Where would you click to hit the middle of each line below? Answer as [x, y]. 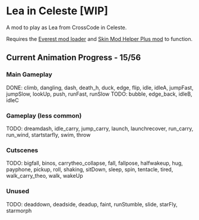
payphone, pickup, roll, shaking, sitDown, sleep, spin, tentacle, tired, [90, 169]
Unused [18, 191]
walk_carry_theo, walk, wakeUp [45, 176]
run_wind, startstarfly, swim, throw [48, 134]
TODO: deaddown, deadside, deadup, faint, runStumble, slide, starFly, [92, 204]
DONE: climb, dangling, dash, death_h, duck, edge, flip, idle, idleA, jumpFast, [100, 87]
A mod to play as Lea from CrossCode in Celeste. [67, 27]
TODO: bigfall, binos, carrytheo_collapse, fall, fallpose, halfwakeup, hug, [94, 163]
